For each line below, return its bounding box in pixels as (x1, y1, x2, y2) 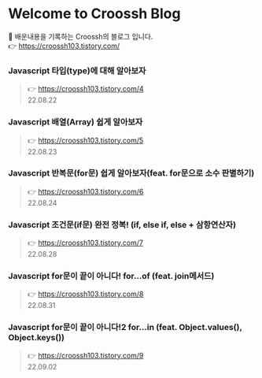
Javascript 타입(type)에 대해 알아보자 (8, 65, 146, 76)
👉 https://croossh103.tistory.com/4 (27, 84, 144, 94)
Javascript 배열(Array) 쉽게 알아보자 (8, 117, 143, 128)
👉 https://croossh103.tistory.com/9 (27, 350, 144, 360)
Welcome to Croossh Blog (8, 5, 181, 23)
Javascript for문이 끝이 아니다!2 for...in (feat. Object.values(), (8, 322, 242, 333)
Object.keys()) (8, 332, 65, 343)
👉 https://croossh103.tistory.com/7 (27, 238, 144, 248)
